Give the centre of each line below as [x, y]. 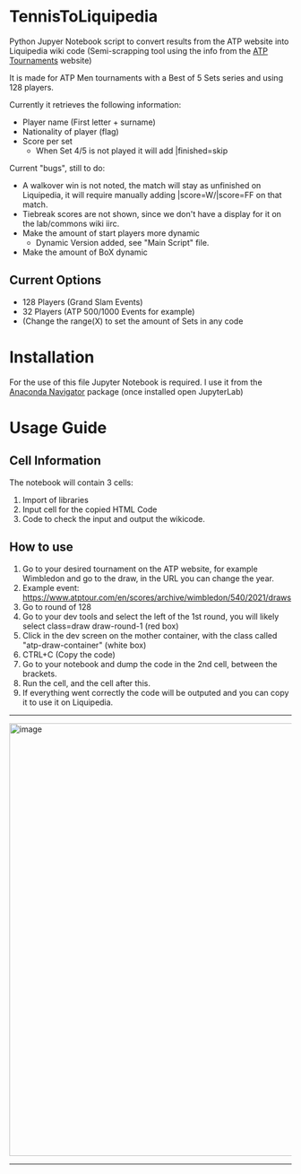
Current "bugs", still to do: [57, 168]
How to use [41, 548]
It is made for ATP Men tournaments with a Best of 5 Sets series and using [146, 77]
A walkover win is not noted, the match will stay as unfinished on [142, 185]
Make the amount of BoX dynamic [85, 252]
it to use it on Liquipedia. [68, 702]
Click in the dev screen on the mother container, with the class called [150, 635]
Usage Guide [58, 427]
